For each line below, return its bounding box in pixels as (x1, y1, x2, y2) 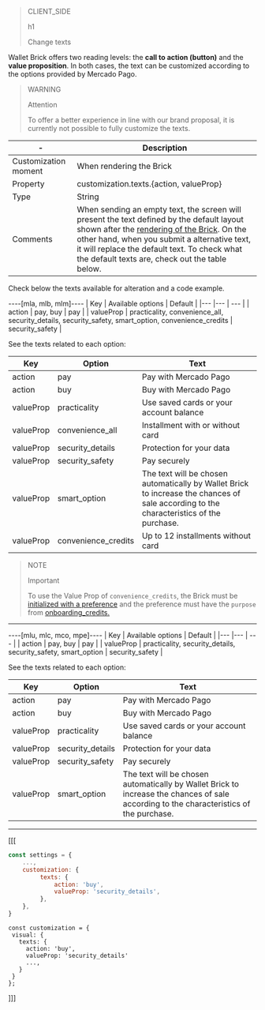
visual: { (11, 931, 44, 939)
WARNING (27, 84, 62, 94)
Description (142, 142, 188, 153)
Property (12, 178, 45, 189)
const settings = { (8, 851, 73, 859)
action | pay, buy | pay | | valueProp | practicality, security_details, (21, 639, 236, 648)
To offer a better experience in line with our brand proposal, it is (27, 115, 235, 125)
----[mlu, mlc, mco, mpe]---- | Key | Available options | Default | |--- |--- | (8, 631, 248, 640)
